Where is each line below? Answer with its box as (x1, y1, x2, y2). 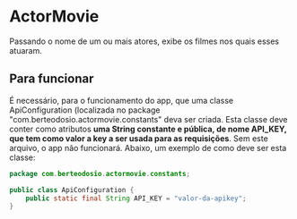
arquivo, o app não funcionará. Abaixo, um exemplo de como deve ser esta (9, 142, 287, 153)
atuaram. (9, 45, 43, 55)
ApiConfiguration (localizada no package (9, 105, 161, 115)
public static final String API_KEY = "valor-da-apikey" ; (25, 194, 247, 203)
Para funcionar (9, 72, 94, 87)
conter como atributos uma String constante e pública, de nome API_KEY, (9, 123, 287, 134)
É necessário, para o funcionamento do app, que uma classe (9, 95, 234, 105)
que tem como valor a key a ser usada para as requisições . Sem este (9, 132, 269, 144)
